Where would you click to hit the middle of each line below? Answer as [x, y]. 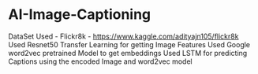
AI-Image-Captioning [80, 15]
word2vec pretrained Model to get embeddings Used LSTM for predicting [128, 53]
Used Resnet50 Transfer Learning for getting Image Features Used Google [129, 44]
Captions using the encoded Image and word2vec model [100, 61]
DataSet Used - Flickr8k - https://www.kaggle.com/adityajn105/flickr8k [123, 36]
